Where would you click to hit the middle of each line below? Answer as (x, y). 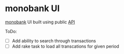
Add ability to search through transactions (54, 41)
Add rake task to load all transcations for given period (66, 46)
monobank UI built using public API (40, 22)
